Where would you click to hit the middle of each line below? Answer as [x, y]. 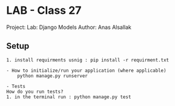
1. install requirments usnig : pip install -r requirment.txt [88, 60]
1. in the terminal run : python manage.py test [69, 97]
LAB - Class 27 [44, 11]
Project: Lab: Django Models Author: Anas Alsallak [69, 27]
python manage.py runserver [52, 76]
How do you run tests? [35, 92]
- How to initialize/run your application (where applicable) [86, 70]
